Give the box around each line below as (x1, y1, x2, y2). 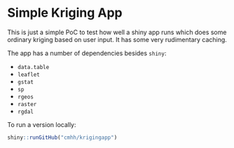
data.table (17, 64, 50, 71)
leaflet (17, 71, 40, 78)
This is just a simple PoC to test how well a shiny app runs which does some (7, 28, 227, 36)
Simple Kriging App (7, 5, 123, 21)
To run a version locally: (7, 120, 76, 128)
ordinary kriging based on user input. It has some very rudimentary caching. (7, 35, 228, 43)
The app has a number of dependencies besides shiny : (7, 49, 167, 57)
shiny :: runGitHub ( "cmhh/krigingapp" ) (7, 134, 118, 141)
